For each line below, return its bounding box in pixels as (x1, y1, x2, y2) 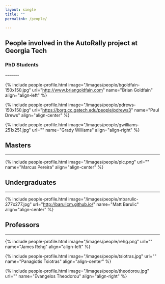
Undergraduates (5, 178, 56, 187)
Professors (5, 221, 40, 229)
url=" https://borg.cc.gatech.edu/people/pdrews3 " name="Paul (31, 107, 160, 113)
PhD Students (5, 61, 39, 68)
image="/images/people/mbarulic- (68, 196, 138, 202)
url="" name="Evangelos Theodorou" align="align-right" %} (5, 273, 127, 279)
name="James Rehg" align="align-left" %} (5, 244, 91, 250)
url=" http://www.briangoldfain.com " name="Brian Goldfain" (31, 87, 153, 93)
